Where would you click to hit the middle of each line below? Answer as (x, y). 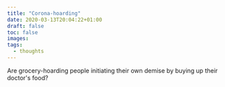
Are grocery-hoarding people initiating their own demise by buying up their (112, 70)
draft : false (26, 26)
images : (18, 39)
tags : (15, 45)
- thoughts (29, 52)
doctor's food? (28, 77)
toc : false (23, 32)
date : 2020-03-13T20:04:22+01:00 (55, 20)
